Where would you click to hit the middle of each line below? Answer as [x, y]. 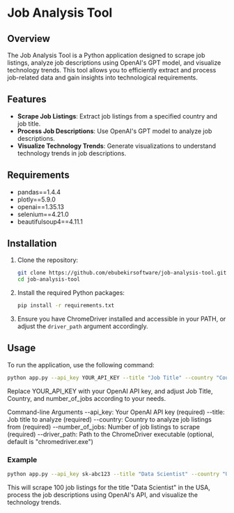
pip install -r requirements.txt [66, 306]
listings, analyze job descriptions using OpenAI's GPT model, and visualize [114, 63]
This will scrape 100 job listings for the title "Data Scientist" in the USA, [109, 487]
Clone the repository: [48, 260]
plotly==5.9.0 [36, 199]
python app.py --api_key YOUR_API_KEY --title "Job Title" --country [110, 378]
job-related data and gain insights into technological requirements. [103, 77]
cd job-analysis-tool [48, 280]
